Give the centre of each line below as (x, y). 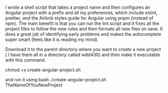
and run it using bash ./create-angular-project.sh (56, 80)
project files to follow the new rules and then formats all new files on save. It (84, 29)
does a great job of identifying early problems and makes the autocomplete (83, 34)
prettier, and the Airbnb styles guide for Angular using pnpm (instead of (79, 18)
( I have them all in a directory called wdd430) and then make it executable (82, 55)
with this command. (26, 60)
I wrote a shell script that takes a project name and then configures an (78, 7)
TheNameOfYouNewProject (34, 85)
